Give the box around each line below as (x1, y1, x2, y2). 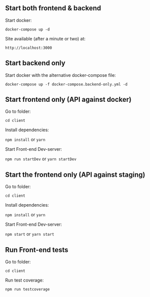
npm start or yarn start (5, 231, 55, 237)
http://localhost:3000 (5, 45, 52, 50)
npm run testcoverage (5, 287, 50, 292)
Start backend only (5, 59, 66, 67)
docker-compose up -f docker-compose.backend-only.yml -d (5, 82, 128, 87)
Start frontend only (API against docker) (5, 95, 132, 104)
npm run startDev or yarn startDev (5, 156, 77, 162)
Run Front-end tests (5, 246, 69, 254)
